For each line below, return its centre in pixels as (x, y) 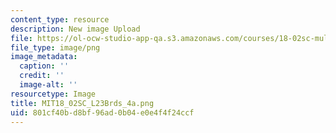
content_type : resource (60, 19)
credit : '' (42, 76)
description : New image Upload (75, 29)
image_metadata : (44, 57)
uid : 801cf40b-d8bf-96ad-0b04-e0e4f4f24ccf (102, 112)
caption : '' (44, 66)
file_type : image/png (55, 47)
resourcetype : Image (53, 94)
